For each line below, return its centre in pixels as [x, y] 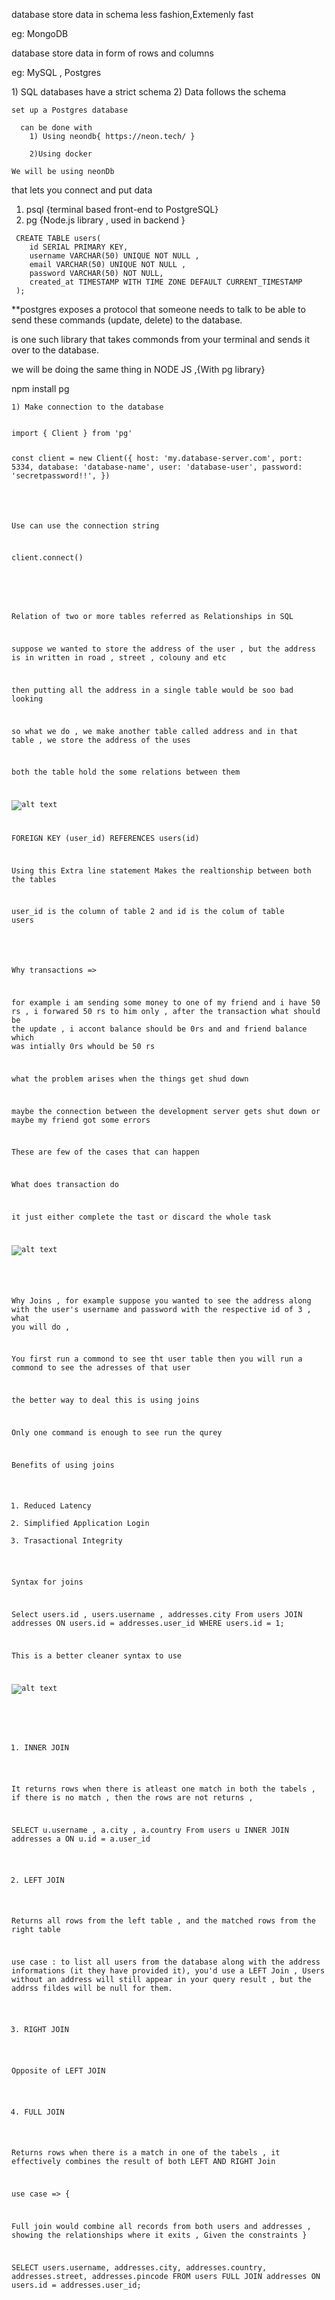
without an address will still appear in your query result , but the [161, 1980]
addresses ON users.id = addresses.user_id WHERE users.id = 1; [148, 1623]
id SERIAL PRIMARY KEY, [79, 247]
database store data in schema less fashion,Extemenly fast [132, 14]
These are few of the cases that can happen [105, 1152]
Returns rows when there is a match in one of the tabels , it [146, 2153]
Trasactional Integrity [73, 1541]
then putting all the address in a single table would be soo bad [152, 690]
